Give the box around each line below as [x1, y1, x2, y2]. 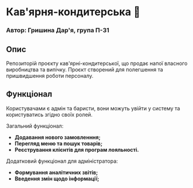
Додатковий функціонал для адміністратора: [6, 158, 118, 165]
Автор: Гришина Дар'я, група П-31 [6, 26, 109, 35]
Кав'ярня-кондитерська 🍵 [6, 5, 140, 19]
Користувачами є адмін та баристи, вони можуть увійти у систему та [6, 105, 180, 112]
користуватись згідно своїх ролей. [6, 111, 93, 118]
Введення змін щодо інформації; [14, 175, 99, 182]
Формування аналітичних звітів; [14, 169, 98, 176]
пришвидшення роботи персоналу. [6, 72, 94, 79]
